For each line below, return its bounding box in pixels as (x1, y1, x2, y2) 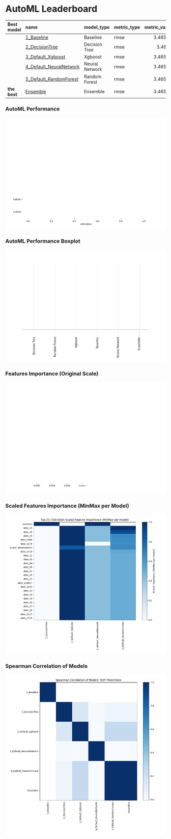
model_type (83, 24, 110, 30)
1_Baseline (25, 34, 49, 40)
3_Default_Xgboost (25, 54, 66, 60)
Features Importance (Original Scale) (5, 370, 99, 377)
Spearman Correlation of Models (5, 662, 88, 669)
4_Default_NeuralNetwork (25, 63, 80, 69)
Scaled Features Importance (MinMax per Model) (5, 502, 129, 509)
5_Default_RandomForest (25, 76, 79, 82)
